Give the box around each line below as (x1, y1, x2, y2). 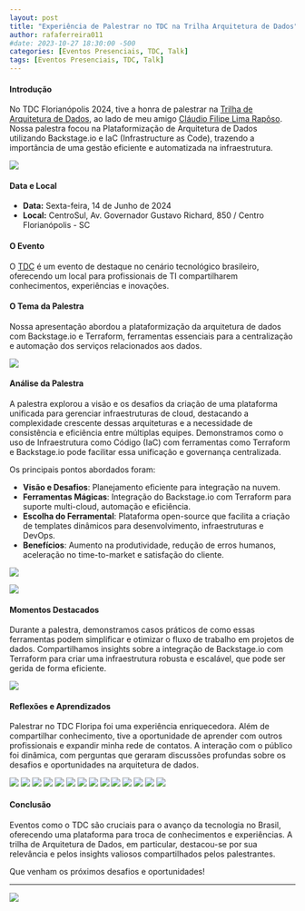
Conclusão (9, 799, 52, 810)
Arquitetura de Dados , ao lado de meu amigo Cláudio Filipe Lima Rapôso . (9, 114, 283, 124)
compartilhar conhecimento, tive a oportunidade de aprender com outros (9, 730, 283, 741)
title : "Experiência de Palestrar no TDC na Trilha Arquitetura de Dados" (9, 22, 299, 31)
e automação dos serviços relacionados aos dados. (9, 340, 202, 351)
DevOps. (22, 530, 56, 541)
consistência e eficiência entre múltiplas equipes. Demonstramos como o (9, 428, 284, 439)
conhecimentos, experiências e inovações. (9, 280, 170, 291)
